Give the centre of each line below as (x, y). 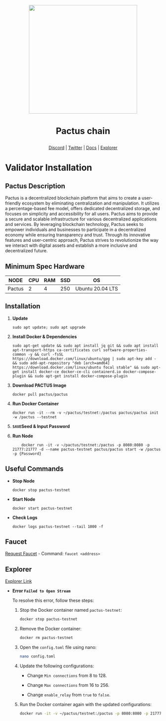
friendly (13, 203)
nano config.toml (38, 656)
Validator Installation (49, 168)
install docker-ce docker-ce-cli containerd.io (71, 372)
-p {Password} (27, 454)
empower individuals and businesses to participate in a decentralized (76, 230)
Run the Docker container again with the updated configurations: (85, 704)
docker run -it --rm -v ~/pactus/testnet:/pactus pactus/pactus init (85, 413)
